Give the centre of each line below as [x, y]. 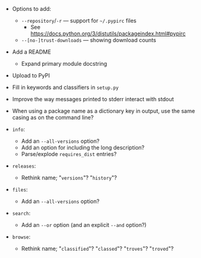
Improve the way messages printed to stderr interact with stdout [93, 99]
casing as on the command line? [53, 117]
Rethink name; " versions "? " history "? [69, 177]
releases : [24, 166]
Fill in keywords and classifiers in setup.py [65, 87]
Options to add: [31, 9]
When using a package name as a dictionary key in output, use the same [104, 111]
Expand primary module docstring [64, 64]
